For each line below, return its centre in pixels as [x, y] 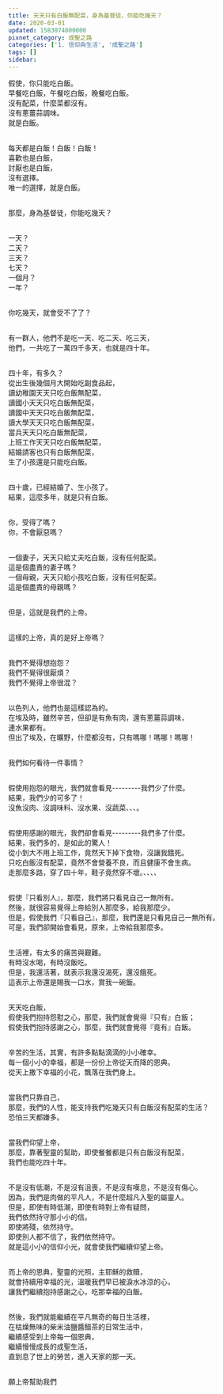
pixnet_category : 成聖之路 [50, 38]
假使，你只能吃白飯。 [43, 83]
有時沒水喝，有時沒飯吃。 [50, 962]
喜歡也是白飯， [32, 157]
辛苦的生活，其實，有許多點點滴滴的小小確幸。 [84, 1052]
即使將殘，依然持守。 [43, 1226]
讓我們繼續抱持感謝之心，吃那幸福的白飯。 [77, 1291]
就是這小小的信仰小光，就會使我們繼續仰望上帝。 [88, 1246]
